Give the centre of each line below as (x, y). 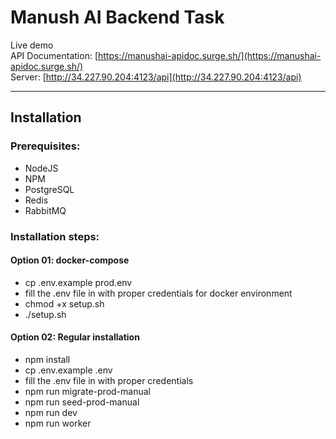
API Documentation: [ (54, 55)
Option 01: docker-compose (70, 260)
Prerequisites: (45, 146)
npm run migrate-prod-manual (87, 391)
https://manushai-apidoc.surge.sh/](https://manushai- (210, 55)
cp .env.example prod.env (78, 282)
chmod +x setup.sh (64, 303)
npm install (47, 359)
